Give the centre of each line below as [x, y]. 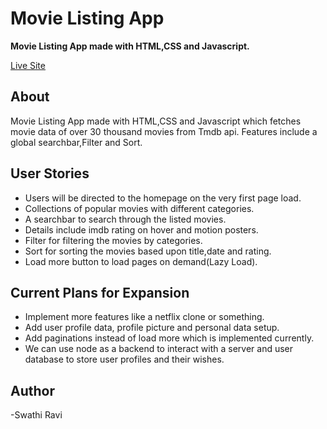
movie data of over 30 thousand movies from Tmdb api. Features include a [164, 131]
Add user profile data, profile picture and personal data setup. [152, 328]
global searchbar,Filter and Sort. [76, 142]
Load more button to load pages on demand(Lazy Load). [141, 261]
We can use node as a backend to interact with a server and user [159, 349]
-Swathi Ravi [36, 415]
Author [32, 390]
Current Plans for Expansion [100, 292]
